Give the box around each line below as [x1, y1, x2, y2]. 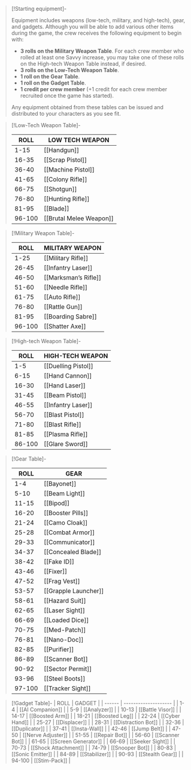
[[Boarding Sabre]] [44, 312, 97, 320]
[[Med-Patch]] [44, 626, 86, 634]
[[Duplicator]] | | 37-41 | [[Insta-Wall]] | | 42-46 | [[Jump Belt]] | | [11, 725, 171, 732]
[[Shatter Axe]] [44, 322, 86, 330]
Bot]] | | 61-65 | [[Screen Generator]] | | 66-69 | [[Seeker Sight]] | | [11, 738, 176, 745]
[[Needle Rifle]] [44, 283, 88, 291]
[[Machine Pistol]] [44, 166, 95, 173]
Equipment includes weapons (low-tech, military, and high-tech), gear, [11, 17, 186, 23]
